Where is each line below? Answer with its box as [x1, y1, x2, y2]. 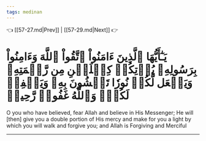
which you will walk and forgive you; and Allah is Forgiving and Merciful [6, 121, 187, 129]
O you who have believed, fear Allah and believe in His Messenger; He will [6, 109, 194, 116]
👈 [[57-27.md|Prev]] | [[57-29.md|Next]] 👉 [6, 26, 118, 34]
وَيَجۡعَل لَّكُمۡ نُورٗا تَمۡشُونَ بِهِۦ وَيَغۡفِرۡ [6, 76, 193, 89]
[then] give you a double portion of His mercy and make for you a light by [6, 115, 192, 123]
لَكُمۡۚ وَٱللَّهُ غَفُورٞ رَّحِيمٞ [6, 89, 129, 103]
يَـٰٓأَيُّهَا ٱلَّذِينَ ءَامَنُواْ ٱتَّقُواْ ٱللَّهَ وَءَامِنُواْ [6, 49, 167, 63]
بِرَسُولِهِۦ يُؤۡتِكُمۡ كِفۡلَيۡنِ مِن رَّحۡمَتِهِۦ [6, 62, 197, 76]
